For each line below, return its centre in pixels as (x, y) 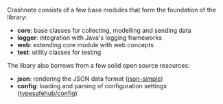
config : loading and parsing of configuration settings (92, 86)
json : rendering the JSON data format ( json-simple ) (90, 79)
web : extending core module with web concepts (85, 45)
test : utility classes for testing (59, 52)
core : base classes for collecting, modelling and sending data (104, 30)
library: (17, 17)
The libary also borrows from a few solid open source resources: (98, 65)
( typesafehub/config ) (47, 93)
